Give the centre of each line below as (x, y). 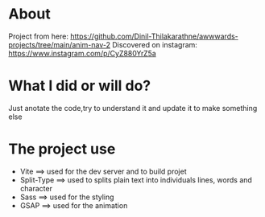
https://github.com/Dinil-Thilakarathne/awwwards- (154, 36)
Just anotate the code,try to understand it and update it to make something (133, 108)
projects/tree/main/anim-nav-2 (60, 44)
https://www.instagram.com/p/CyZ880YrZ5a (83, 53)
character (36, 188)
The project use (62, 149)
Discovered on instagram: (155, 44)
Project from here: (38, 36)
